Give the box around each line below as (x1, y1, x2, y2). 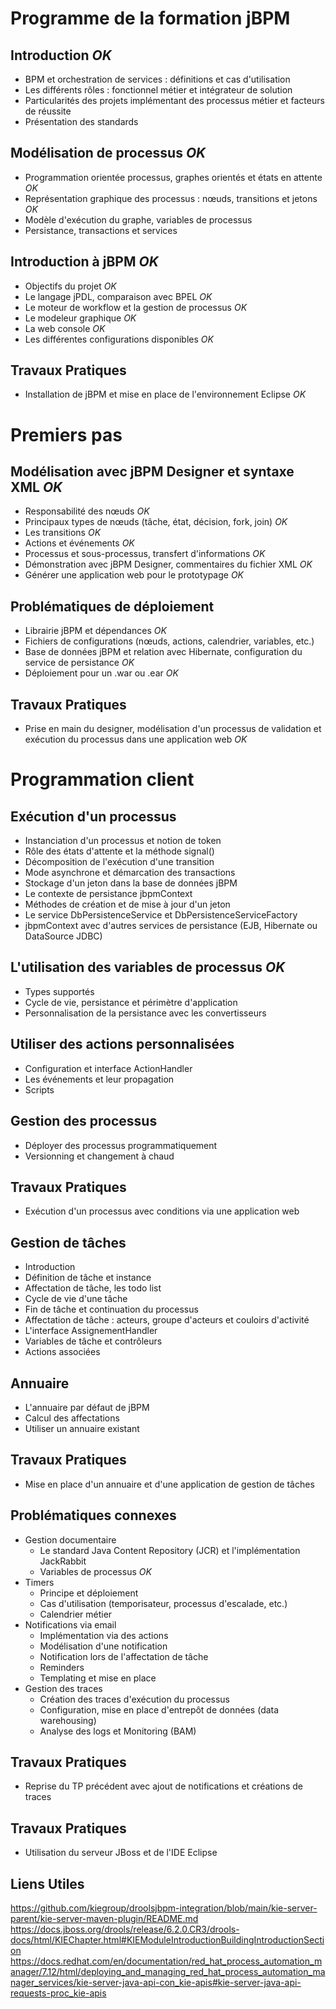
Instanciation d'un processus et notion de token (24, 835, 222, 847)
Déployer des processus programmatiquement (24, 1139, 218, 1151)
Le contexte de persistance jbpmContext (24, 888, 193, 900)
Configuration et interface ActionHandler (24, 1062, 193, 1074)
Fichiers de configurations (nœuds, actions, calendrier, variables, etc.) (24, 635, 315, 647)
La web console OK (24, 322, 106, 334)
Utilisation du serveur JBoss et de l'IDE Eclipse (24, 1847, 218, 1859)
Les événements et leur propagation (24, 1073, 175, 1085)
